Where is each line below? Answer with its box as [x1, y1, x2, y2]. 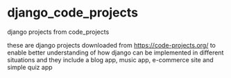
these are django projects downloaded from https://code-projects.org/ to [7, 41, 216, 49]
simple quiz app [7, 63, 53, 71]
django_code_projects [7, 5, 139, 21]
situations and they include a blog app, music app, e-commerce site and [7, 55, 214, 64]
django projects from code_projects [7, 28, 110, 36]
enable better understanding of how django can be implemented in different [7, 48, 224, 57]
